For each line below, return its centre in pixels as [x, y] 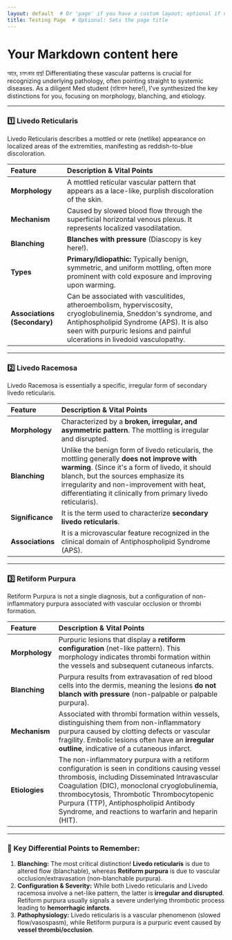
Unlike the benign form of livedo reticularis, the [137, 450]
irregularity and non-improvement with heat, [133, 485]
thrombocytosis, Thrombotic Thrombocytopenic [136, 794]
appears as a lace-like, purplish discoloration [140, 191]
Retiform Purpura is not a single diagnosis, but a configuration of [99, 596]
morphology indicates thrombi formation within [134, 657]
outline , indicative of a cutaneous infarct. [125, 749]
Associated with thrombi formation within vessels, [139, 714]
